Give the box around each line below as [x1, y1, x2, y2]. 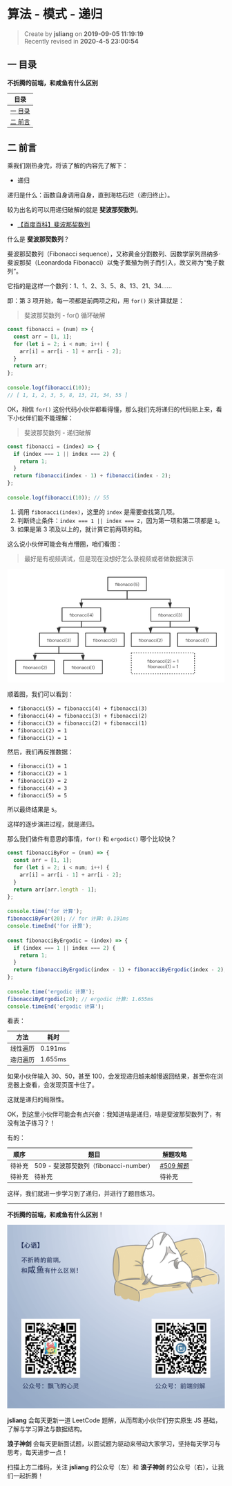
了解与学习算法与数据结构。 [7, 1424, 86, 1433]
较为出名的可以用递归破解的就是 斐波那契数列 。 [7, 206, 142, 214]
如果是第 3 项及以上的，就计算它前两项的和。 [17, 524, 146, 533]
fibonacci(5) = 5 [17, 793, 68, 799]
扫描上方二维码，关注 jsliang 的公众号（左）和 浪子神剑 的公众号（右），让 [7, 1462, 218, 1471]
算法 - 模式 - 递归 [7, 6, 103, 22]
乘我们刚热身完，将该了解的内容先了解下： [7, 161, 128, 170]
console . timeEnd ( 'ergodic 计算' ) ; [7, 1002, 105, 1010]
